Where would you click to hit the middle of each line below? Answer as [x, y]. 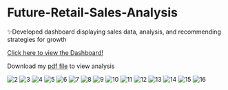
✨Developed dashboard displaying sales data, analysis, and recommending [114, 32]
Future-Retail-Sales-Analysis [92, 13]
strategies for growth [37, 39]
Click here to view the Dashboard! [55, 52]
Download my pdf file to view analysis [61, 66]
